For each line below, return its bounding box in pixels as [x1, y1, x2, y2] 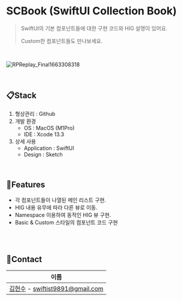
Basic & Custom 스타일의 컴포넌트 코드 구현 [14, 219, 118, 226]
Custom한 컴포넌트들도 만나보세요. [20, 37, 103, 44]
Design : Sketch [23, 150, 63, 158]
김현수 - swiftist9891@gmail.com [9, 285, 104, 293]
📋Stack [6, 91, 37, 101]
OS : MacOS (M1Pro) [23, 124, 75, 131]
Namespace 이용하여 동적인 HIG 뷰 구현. [14, 211, 111, 219]
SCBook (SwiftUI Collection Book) [6, 4, 177, 18]
